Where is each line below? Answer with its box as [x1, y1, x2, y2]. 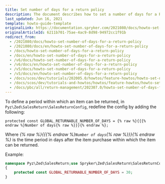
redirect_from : [5, 35, 36, 40]
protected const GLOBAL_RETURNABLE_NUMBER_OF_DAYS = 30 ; [14, 170, 133, 175]
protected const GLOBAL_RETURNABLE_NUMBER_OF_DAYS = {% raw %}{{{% [5, 119, 146, 123]
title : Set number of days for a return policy [5, 7, 105, 12]
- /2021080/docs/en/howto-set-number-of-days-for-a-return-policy [9, 44, 148, 49]
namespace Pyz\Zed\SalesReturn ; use [5, 161, 78, 166]
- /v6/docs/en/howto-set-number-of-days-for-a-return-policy [9, 62, 137, 67]
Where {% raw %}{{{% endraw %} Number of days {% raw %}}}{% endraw [5, 131, 155, 137]
